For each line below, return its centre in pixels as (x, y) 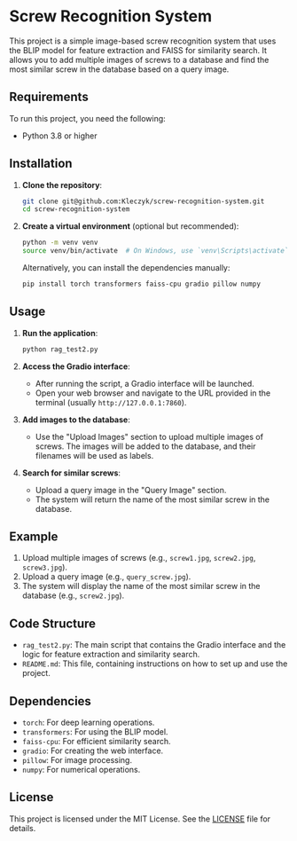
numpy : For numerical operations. (81, 770)
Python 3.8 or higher (59, 136)
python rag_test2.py (60, 349)
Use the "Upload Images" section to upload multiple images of (149, 436)
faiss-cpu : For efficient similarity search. (96, 742)
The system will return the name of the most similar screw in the (152, 499)
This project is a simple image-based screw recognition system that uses (143, 41)
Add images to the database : (76, 420)
